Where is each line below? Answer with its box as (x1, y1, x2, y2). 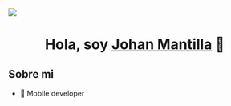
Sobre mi (8, 67, 55, 81)
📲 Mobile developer (19, 88, 85, 98)
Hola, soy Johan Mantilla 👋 (44, 35, 225, 54)
